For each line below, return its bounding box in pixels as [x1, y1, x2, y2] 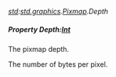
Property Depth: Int [8, 24, 71, 34]
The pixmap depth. [8, 44, 69, 53]
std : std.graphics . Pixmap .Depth [8, 7, 108, 16]
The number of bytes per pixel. [8, 59, 108, 69]
